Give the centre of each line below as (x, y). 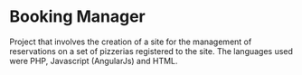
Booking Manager (78, 17)
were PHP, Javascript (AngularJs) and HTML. (94, 61)
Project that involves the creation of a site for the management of (131, 42)
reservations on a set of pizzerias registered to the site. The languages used (151, 51)
